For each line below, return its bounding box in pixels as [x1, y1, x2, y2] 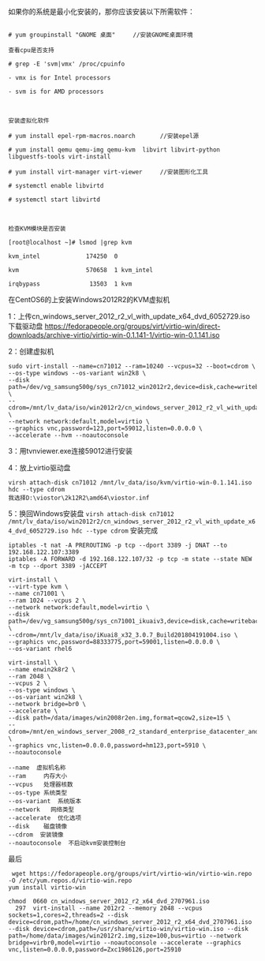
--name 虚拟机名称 [8, 764, 66, 772]
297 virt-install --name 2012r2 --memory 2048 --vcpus [15, 904, 203, 912]
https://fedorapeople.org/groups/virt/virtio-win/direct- [44, 322, 221, 331]
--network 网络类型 [8, 806, 75, 813]
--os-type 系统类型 [8, 789, 68, 797]
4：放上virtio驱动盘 [8, 463, 71, 472]
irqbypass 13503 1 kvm [8, 280, 132, 288]
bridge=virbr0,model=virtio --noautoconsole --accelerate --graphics [8, 939, 242, 947]
